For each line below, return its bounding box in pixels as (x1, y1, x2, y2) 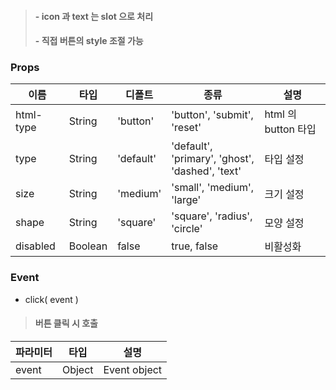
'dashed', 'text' (171, 164, 242, 178)
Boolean (68, 239, 108, 253)
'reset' (171, 121, 202, 135)
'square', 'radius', (171, 209, 253, 223)
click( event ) (24, 293, 79, 305)
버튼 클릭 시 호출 (34, 317, 98, 330)
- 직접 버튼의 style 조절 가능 (34, 35, 144, 47)
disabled (15, 239, 56, 253)
